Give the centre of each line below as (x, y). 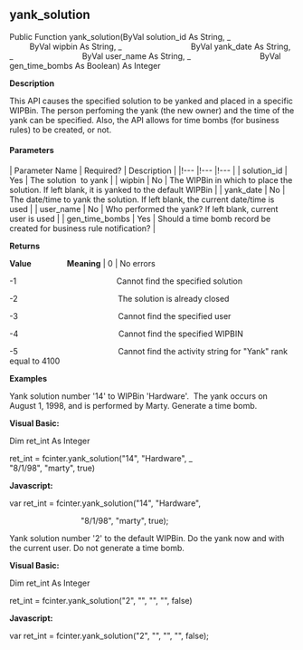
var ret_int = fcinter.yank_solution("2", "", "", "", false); (109, 636)
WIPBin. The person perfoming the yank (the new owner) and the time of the (152, 110)
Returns (25, 246)
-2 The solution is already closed (119, 299)
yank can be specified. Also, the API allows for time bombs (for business (145, 120)
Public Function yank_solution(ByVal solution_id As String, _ (120, 36)
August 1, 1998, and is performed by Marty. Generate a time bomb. (133, 406)
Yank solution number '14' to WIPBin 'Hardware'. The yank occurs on (139, 396)
